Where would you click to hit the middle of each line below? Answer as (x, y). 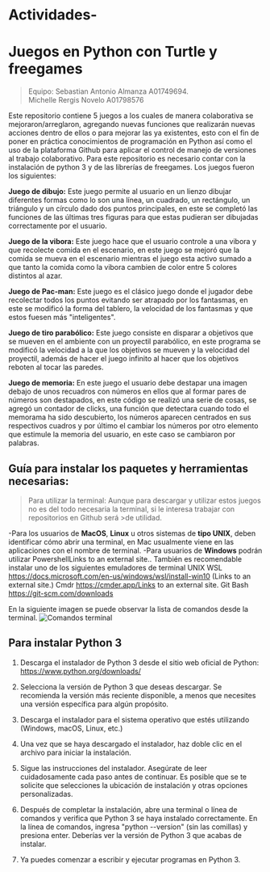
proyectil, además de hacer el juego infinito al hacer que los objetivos (124, 359)
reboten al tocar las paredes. (56, 367)
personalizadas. (46, 794)
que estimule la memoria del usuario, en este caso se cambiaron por (122, 435)
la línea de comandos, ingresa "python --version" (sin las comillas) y (134, 827)
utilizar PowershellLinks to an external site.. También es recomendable (125, 558)
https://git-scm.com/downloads (61, 593)
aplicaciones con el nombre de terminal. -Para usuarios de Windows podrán (135, 550)
